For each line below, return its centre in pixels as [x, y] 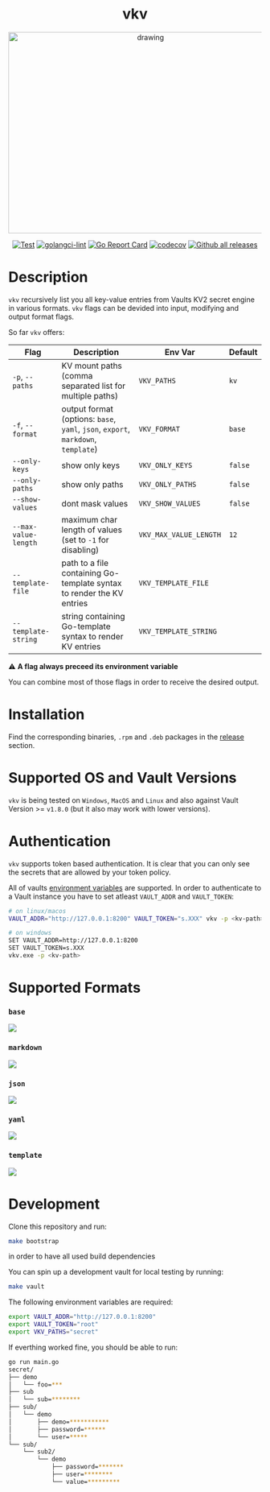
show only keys [91, 465]
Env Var [180, 352]
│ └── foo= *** [35, 1385]
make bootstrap [34, 1241]
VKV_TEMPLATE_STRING [178, 631]
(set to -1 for [86, 539]
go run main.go [34, 1362]
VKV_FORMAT [160, 429]
